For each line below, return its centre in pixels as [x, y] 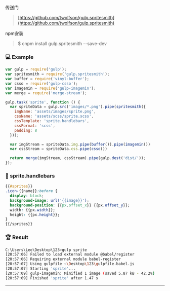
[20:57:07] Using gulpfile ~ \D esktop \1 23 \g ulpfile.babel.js [70, 264]
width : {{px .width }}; [33, 210]
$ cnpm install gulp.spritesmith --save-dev [62, 44]
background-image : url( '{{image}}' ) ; [50, 200]
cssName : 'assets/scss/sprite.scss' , [54, 116]
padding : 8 [26, 130]
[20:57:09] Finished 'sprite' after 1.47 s [52, 278]
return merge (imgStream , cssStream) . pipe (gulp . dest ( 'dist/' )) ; [78, 158]
